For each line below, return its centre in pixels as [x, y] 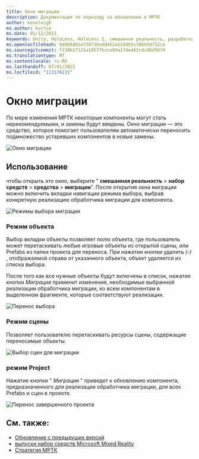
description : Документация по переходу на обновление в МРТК [83, 17]
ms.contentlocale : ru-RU [37, 61]
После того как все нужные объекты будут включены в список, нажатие [99, 276]
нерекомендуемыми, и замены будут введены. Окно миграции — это [94, 124]
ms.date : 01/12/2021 [32, 34]
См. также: [28, 423]
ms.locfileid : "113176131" [39, 72]
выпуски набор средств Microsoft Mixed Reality [74, 444]
